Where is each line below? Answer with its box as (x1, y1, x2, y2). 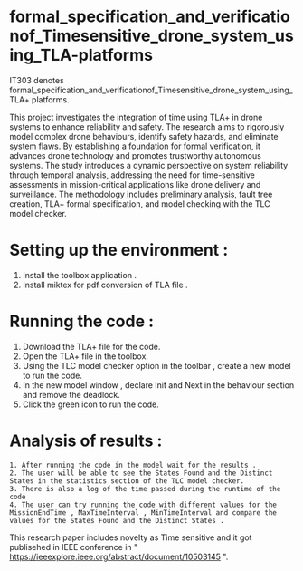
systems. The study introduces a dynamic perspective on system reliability (9, 160, 289, 170)
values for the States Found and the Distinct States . (9, 516, 224, 525)
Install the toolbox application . (22, 269, 137, 280)
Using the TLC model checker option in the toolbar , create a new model (22, 360, 291, 371)
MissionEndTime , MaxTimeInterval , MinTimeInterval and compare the (9, 508, 278, 518)
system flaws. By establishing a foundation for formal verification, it (9, 140, 260, 151)
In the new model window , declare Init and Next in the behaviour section (22, 379, 295, 391)
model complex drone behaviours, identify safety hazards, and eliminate (9, 131, 279, 141)
